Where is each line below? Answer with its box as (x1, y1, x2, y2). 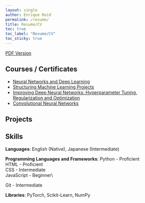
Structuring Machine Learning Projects (12, 84, 94, 90)
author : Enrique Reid (5, 12, 52, 17)
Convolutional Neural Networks (12, 100, 79, 106)
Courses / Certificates (5, 65, 78, 74)
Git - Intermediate (5, 182, 42, 188)
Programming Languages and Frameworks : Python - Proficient (5, 155, 140, 162)
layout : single (5, 7, 38, 13)
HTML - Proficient (5, 161, 43, 167)
